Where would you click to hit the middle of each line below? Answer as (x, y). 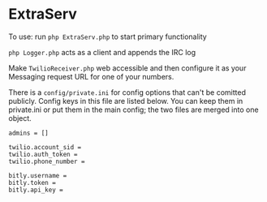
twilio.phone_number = (47, 161)
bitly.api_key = (36, 190)
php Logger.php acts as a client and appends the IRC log (102, 52)
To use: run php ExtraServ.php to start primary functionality (108, 37)
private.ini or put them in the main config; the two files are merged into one (133, 110)
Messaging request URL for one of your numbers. (91, 76)
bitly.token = (32, 183)
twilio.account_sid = (45, 147)
